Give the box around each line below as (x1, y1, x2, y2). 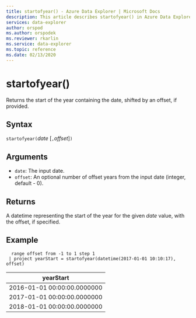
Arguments (6, 152, 48, 162)
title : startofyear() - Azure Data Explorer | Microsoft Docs (6, 8, 160, 15)
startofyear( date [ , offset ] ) (6, 135, 73, 142)
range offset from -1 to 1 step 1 (11, 250, 95, 257)
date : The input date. (14, 167, 65, 174)
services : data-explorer (6, 19, 66, 25)
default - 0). (14, 180, 44, 187)
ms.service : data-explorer (6, 41, 72, 47)
